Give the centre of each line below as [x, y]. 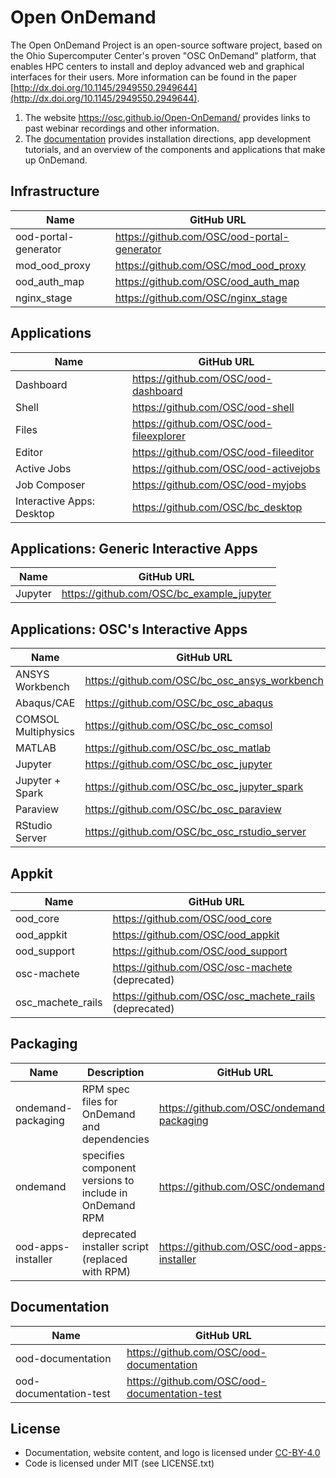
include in [104, 1193]
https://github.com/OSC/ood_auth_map [207, 281]
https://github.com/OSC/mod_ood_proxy [210, 265]
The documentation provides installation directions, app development [168, 138]
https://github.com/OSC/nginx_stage [201, 298]
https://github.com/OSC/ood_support [200, 951]
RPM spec [105, 1089]
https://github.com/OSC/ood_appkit [196, 934]
